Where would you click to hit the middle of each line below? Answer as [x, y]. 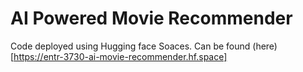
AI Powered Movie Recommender [151, 18]
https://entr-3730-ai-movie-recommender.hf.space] [120, 56]
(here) [265, 46]
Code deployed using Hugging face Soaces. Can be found [130, 46]
